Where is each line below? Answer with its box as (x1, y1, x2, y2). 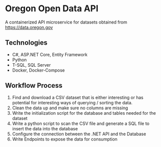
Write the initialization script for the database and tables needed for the (12, 110, 156, 116)
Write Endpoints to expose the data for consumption (12, 136, 117, 142)
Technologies (5, 39, 48, 47)
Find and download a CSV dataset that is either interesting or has (12, 94, 143, 100)
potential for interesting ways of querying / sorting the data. (12, 99, 133, 105)
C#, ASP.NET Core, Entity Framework (12, 51, 88, 57)
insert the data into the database (12, 125, 78, 131)
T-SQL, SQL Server (12, 62, 51, 68)
